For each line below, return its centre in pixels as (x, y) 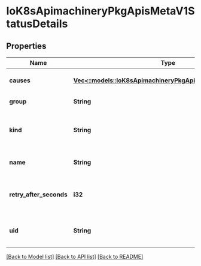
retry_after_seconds (38, 195)
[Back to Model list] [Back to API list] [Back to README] (75, 257)
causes (20, 80)
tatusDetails (37, 24)
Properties (26, 46)
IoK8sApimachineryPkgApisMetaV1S (100, 11)
